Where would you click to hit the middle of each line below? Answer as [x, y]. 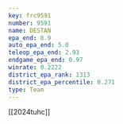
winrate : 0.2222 [35, 68]
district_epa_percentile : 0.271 [61, 82]
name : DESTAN [30, 30]
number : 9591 [30, 23]
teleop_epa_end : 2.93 [44, 52]
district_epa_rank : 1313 [49, 75]
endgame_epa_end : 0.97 [46, 60]
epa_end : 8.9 [30, 38]
